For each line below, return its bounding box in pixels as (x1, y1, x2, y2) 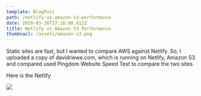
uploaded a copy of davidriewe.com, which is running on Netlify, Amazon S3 (6, 54, 196, 61)
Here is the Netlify (6, 72, 51, 79)
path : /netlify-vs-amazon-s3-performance (6, 14, 112, 20)
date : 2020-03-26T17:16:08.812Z (6, 20, 87, 26)
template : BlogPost (6, 8, 55, 15)
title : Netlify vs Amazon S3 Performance (6, 25, 112, 32)
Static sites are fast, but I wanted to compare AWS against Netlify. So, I (6, 47, 181, 55)
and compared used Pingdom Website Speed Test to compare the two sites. (6, 61, 195, 68)
